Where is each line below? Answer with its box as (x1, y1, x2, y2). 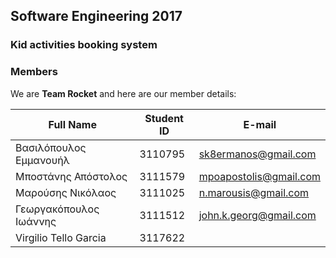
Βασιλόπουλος (15, 140, 87, 154)
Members (10, 65, 58, 79)
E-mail (243, 117, 277, 131)
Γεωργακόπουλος (15, 202, 100, 216)
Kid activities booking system (10, 38, 158, 52)
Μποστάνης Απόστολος (15, 169, 128, 183)
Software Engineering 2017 (10, 8, 183, 25)
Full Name (48, 117, 97, 131)
